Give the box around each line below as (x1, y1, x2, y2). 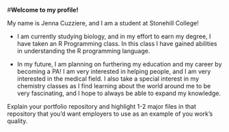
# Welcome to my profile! (7, 6, 79, 14)
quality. (7, 117, 28, 125)
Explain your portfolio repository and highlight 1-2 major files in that (7, 103, 196, 110)
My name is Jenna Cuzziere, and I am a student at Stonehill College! (7, 19, 200, 27)
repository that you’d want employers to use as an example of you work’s (7, 109, 213, 118)
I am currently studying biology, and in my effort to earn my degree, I (16, 32, 211, 40)
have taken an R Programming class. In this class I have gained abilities (16, 40, 217, 47)
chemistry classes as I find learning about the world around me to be (16, 82, 211, 90)
